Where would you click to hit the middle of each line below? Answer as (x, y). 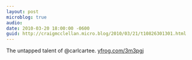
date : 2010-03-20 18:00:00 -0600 (48, 28)
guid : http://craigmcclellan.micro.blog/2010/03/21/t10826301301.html (96, 34)
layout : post (22, 12)
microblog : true (26, 17)
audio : (14, 23)
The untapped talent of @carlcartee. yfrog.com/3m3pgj (75, 50)
